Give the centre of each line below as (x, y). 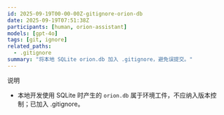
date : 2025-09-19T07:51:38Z (48, 20)
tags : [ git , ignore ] (38, 40)
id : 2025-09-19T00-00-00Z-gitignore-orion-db (75, 14)
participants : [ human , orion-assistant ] (67, 27)
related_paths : (29, 46)
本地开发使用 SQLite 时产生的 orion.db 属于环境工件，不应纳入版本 (114, 95)
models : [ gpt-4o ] (33, 33)
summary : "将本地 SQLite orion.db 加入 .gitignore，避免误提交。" (100, 60)
